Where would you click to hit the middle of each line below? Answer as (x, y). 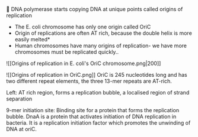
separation (19, 99)
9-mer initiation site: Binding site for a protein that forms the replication (93, 110)
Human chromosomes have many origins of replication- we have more (100, 45)
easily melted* (32, 39)
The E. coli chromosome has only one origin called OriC (83, 27)
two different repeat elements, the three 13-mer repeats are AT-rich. (89, 81)
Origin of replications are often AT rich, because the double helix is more (103, 33)
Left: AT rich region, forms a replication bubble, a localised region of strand (98, 92)
